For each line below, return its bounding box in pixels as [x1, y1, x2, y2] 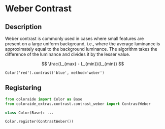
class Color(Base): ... [5, 110, 54, 115]
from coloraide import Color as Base [5, 97, 83, 101]
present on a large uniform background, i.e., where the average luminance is [5, 41, 160, 47]
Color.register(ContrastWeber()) [5, 119, 74, 124]
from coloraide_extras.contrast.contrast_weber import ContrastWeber [5, 101, 151, 106]
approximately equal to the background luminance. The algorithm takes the [5, 46, 158, 52]
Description [5, 23, 42, 31]
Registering [5, 84, 42, 92]
